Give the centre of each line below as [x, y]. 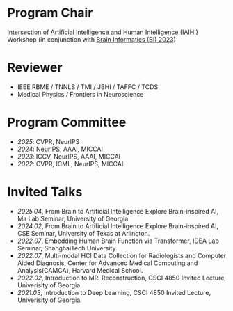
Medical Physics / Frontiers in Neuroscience [80, 94]
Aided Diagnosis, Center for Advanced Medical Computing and [107, 263]
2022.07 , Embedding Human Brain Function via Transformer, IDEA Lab [118, 241]
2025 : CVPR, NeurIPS [48, 141]
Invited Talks [45, 192]
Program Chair [50, 13]
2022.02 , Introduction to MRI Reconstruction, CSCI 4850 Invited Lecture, [121, 278]
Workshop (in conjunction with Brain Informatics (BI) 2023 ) [91, 39]
